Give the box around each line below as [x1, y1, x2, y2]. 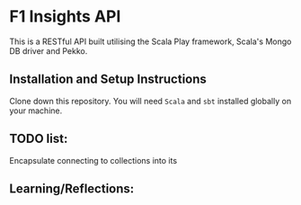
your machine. [9, 105, 63, 116]
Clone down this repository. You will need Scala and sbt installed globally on [9, 95, 292, 106]
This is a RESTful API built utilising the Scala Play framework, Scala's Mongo [9, 36, 292, 47]
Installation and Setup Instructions [9, 72, 207, 87]
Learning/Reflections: [9, 181, 135, 196]
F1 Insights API [9, 6, 121, 27]
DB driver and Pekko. [9, 45, 88, 56]
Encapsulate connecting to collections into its [9, 155, 178, 165]
